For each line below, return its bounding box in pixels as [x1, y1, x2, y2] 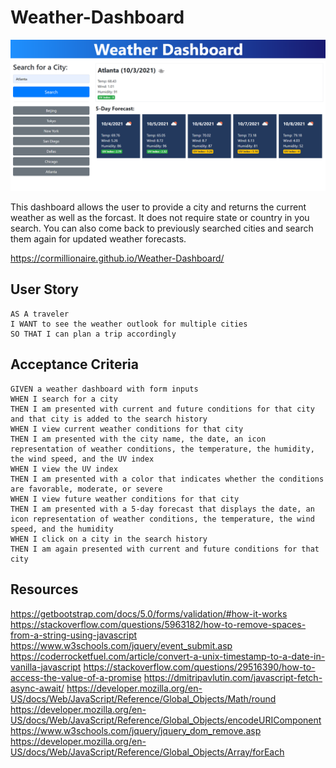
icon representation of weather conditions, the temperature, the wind [10, 514, 315, 524]
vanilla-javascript [10, 661, 82, 673]
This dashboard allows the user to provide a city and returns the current [10, 201, 307, 213]
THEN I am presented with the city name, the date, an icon [10, 434, 267, 444]
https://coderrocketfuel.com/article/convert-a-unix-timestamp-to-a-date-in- [10, 650, 326, 662]
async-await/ [10, 682, 65, 694]
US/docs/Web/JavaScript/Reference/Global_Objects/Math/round [10, 692, 277, 705]
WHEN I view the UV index [10, 464, 118, 474]
